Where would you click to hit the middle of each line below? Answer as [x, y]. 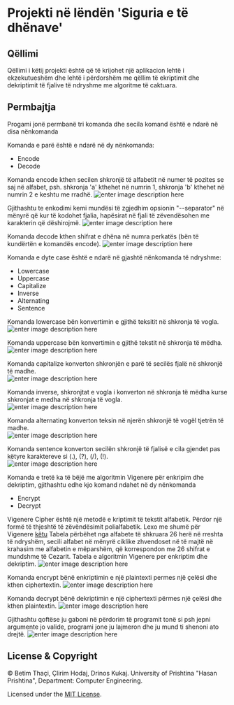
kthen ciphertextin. [34, 585]
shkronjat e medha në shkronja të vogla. [65, 399]
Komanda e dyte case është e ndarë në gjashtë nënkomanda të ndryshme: [114, 257]
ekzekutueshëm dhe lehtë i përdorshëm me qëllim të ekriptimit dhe [103, 78]
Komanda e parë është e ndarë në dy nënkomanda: [81, 145]
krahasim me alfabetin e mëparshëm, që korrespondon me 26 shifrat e [109, 549]
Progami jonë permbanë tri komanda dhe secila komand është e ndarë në [113, 124]
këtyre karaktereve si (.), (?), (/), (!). [58, 456]
